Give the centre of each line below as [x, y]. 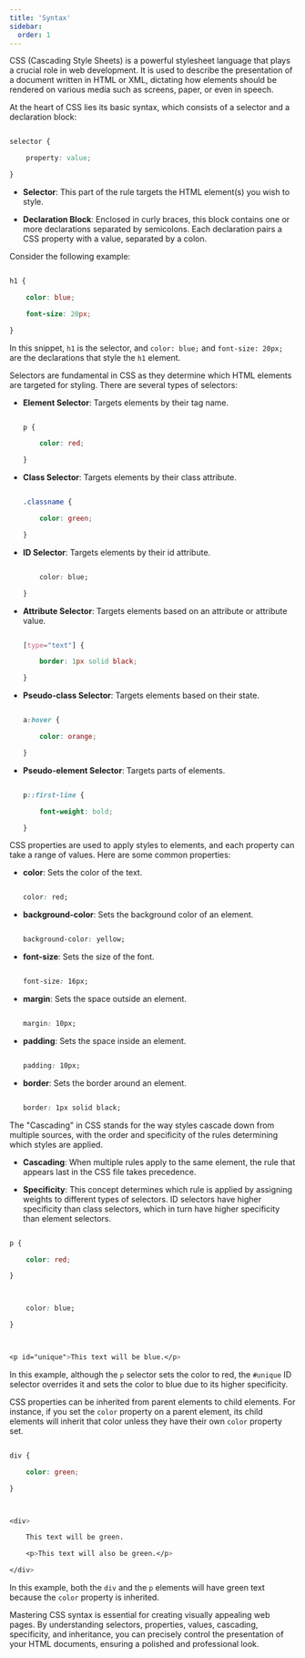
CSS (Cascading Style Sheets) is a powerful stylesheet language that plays [150, 61]
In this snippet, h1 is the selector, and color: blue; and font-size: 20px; [147, 348]
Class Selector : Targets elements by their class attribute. [129, 477]
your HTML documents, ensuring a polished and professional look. [134, 1644]
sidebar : [26, 26]
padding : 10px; [51, 1065]
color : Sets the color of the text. [82, 873]
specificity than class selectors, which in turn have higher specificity [151, 1209]
